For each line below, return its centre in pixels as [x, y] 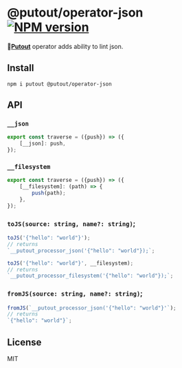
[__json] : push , [43, 144]
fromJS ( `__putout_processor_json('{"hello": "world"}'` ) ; [92, 308]
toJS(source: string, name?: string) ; [71, 223]
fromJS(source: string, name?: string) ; [75, 294]
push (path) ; [49, 193]
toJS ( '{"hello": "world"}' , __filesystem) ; [70, 263]
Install [21, 68]
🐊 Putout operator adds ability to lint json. [65, 46]
